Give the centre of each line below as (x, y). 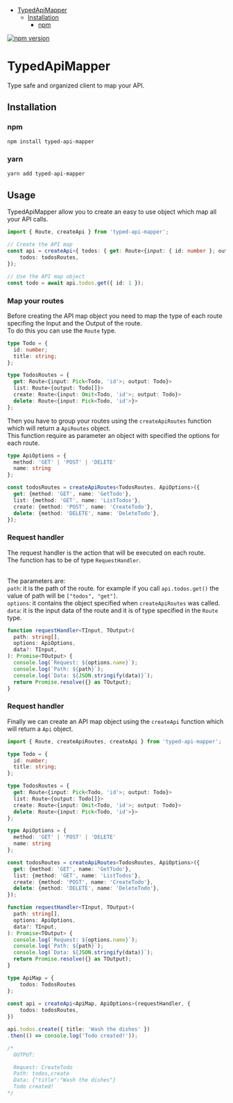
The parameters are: (36, 581)
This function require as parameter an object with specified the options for (113, 435)
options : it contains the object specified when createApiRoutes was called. (114, 603)
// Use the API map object (46, 276)
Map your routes (36, 301)
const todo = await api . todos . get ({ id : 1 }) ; (76, 283)
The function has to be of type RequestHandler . (74, 560)
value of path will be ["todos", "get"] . (63, 596)
